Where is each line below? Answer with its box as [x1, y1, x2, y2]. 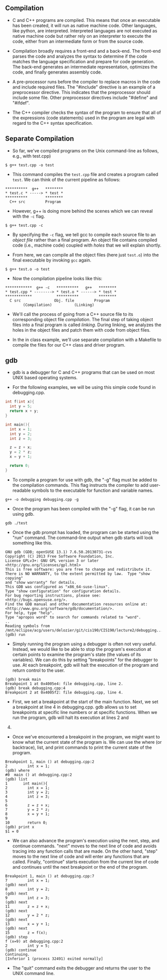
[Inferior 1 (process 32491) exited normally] [5, 956, 103, 961]
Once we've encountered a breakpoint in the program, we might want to [12, 733, 160, 740]
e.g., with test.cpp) [12, 153, 51, 159]
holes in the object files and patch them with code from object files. [12, 327, 151, 333]
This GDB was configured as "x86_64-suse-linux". [5, 584, 110, 589]
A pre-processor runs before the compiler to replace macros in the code [12, 79, 161, 85]
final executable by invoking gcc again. [12, 257, 91, 263]
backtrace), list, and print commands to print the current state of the [12, 744, 152, 750]
